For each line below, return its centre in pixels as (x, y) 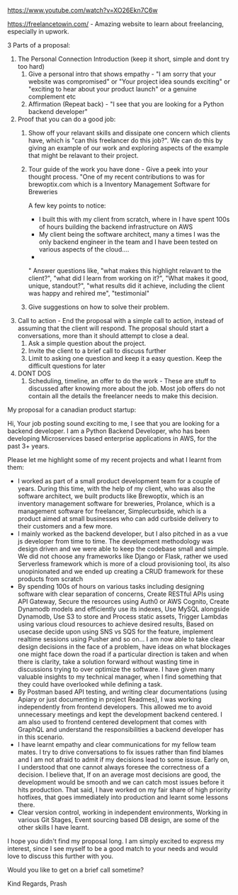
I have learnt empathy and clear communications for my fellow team (117, 744)
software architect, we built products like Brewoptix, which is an (110, 496)
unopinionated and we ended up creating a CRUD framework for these (121, 571)
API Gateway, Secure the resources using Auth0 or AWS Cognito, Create (123, 601)
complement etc (52, 96)
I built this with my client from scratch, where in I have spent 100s (134, 219)
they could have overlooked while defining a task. (90, 684)
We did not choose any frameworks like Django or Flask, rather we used (123, 556)
